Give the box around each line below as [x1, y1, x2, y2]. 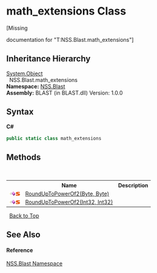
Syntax [6, 107, 34, 117]
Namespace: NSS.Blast [6, 83, 65, 90]
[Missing [6, 24, 28, 32]
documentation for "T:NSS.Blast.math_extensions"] [6, 36, 134, 43]
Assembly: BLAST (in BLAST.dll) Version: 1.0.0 [6, 89, 123, 96]
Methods [6, 152, 41, 162]
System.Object [6, 70, 43, 77]
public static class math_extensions [6, 135, 102, 141]
